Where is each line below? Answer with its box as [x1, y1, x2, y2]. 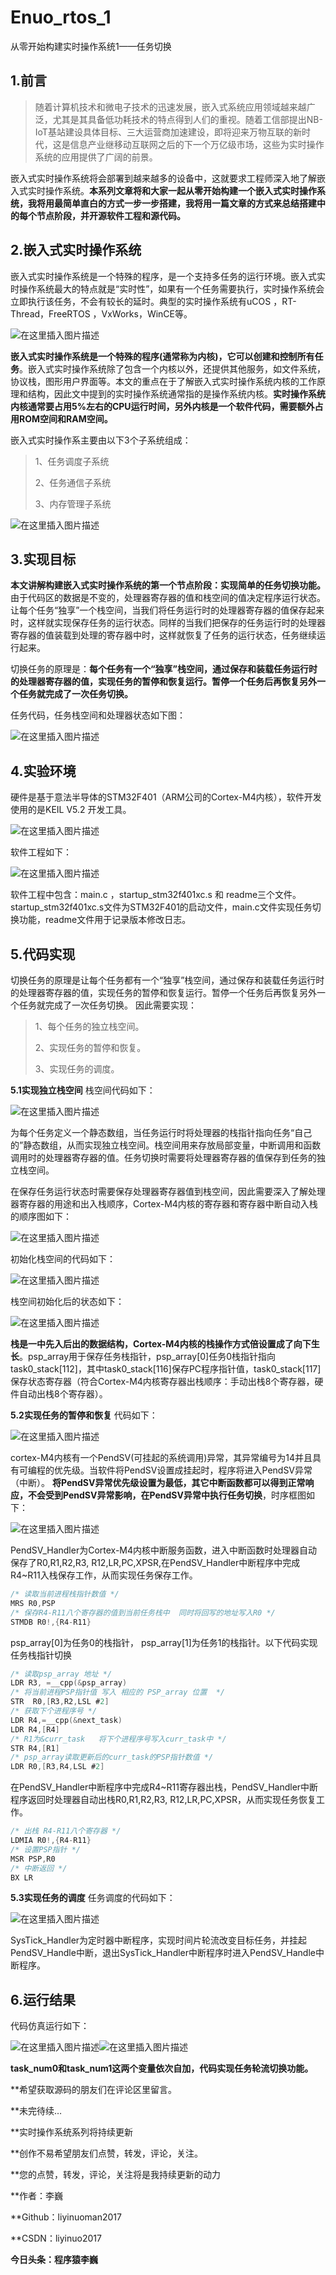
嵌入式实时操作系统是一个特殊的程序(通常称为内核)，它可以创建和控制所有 [10, 350, 315, 362]
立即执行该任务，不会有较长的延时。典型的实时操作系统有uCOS [10, 295, 272, 307]
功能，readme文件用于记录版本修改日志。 [18, 914, 192, 926]
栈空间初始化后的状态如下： [10, 1296, 125, 1307]
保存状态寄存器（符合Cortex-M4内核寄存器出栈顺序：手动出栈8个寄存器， [10, 1376, 315, 1387]
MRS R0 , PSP [10, 1598, 56, 1608]
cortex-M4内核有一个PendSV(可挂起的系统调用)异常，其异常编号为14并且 [10, 1452, 313, 1463]
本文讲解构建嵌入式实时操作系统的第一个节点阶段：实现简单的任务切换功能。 [10, 579, 326, 591]
